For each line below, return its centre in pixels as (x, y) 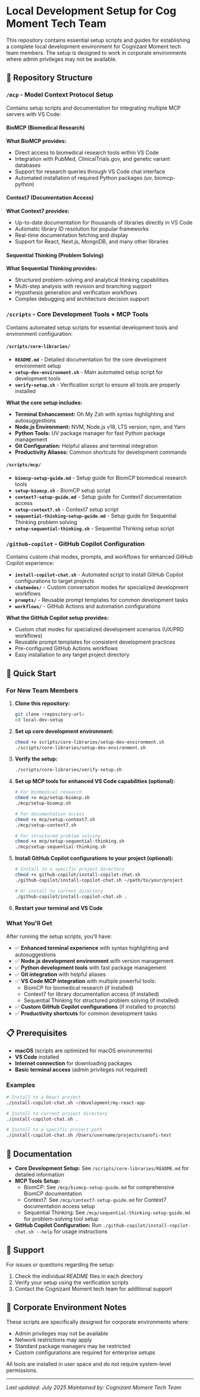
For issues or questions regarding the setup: (60, 1264)
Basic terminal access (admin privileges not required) (81, 1069)
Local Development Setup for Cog (91, 11)
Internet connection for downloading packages (73, 1063)
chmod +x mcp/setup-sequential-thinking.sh (70, 841)
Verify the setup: (36, 759)
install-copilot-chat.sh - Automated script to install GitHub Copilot (99, 575)
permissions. (22, 1370)
